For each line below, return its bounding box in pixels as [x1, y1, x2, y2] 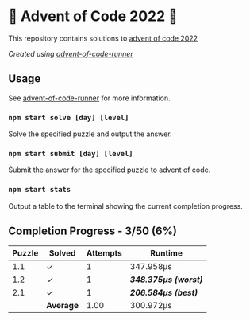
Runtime [150, 248, 183, 259]
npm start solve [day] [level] [8, 113, 129, 122]
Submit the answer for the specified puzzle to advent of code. [8, 165, 211, 174]
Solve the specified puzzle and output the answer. [8, 129, 172, 139]
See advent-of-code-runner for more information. [8, 93, 171, 103]
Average [46, 300, 79, 311]
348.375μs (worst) [129, 274, 203, 285]
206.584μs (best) [129, 287, 198, 298]
